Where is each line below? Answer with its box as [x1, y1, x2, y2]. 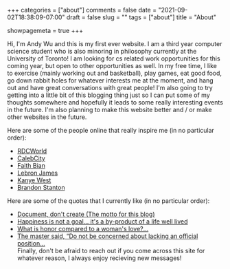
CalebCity [16, 154, 46, 162]
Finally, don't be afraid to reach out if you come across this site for [16, 247, 205, 255]
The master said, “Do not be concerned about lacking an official [16, 232, 198, 240]
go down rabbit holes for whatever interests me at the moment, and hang [7, 76, 214, 85]
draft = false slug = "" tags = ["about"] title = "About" [66, 13, 217, 21]
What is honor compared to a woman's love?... [16, 225, 149, 233]
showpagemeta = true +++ [7, 27, 84, 34]
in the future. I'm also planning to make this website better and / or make [7, 106, 212, 114]
